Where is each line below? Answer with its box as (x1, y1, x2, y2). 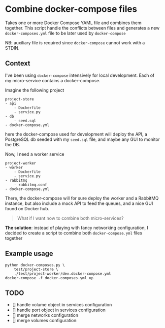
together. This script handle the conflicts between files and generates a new (5, 25, 160, 31)
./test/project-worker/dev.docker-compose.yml (14, 271, 111, 276)
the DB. (5, 141, 21, 147)
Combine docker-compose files (5, 3, 137, 15)
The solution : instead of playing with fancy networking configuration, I (5, 225, 149, 230)
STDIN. (5, 45, 20, 51)
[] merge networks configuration (12, 312, 79, 318)
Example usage (5, 250, 53, 258)
